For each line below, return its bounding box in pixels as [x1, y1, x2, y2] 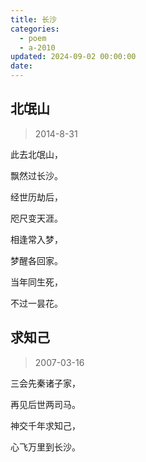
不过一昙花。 [10, 297, 63, 309]
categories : [10, 24, 60, 34]
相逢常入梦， [10, 233, 63, 245]
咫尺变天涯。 [10, 212, 63, 224]
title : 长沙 [10, 14, 57, 25]
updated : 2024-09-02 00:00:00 [10, 52, 137, 62]
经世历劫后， [10, 191, 63, 203]
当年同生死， [10, 276, 63, 288]
